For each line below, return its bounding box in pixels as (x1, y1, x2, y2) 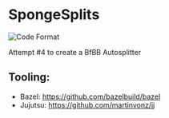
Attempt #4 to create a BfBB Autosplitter (8, 47, 142, 57)
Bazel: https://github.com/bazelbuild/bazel (19, 92, 161, 101)
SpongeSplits (8, 6, 100, 24)
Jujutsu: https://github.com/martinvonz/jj (19, 100, 155, 109)
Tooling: (8, 70, 50, 85)
